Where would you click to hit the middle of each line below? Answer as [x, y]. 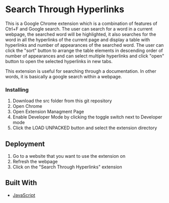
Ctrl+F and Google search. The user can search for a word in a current [79, 28]
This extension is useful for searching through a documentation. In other [81, 71]
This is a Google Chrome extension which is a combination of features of [81, 23]
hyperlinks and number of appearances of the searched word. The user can [84, 45]
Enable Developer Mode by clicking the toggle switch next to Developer [87, 117]
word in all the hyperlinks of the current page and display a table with [78, 40]
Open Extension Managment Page [48, 112]
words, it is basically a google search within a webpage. [64, 76]
